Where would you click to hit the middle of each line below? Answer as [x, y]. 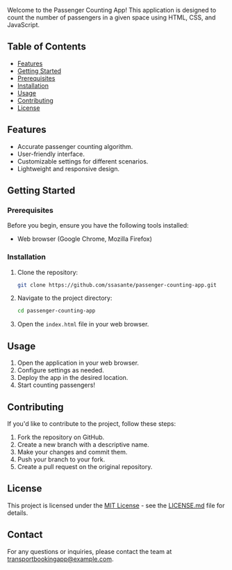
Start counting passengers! [56, 385]
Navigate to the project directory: [65, 298]
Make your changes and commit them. [72, 452]
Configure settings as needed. [60, 370]
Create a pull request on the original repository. [85, 466]
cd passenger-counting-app [56, 311]
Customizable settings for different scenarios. [83, 161]
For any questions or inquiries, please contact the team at [90, 551]
